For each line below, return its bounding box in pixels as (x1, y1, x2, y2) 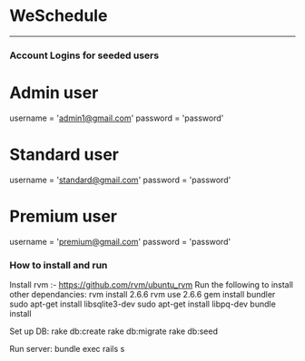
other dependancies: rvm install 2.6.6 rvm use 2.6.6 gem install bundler (9, 288, 276, 299)
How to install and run (9, 259, 108, 271)
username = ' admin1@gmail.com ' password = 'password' (9, 112, 224, 123)
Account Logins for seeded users (9, 49, 160, 62)
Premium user (9, 206, 118, 227)
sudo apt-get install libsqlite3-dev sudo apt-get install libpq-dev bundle (9, 298, 277, 309)
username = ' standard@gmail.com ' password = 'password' (9, 174, 231, 185)
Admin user (9, 83, 99, 103)
